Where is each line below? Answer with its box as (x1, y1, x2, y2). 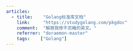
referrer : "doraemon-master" (16, 30, 88, 36)
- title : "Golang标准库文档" (11, 14, 87, 20)
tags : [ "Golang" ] (16, 36, 67, 42)
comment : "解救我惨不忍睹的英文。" (16, 25, 97, 31)
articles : (6, 8, 31, 15)
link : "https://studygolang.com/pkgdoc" (16, 19, 128, 25)
